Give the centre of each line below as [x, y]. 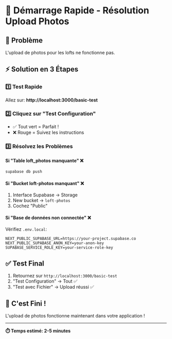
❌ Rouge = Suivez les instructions [48, 132]
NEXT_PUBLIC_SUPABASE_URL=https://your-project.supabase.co [71, 239]
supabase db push [24, 172]
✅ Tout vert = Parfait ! [36, 126]
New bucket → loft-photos [41, 201]
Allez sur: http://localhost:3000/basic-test [52, 100]
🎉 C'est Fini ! [26, 303]
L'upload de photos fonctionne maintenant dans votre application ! [75, 316]
